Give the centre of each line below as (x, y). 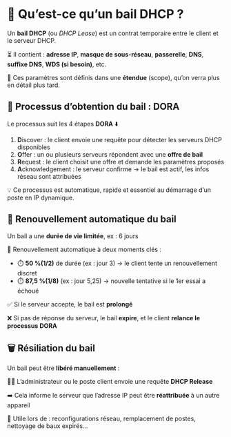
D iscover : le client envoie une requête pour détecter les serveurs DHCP (119, 139)
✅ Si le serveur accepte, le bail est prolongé (70, 304)
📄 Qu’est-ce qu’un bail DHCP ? (96, 14)
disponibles (33, 147)
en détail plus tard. (34, 85)
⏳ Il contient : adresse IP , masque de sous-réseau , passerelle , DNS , (106, 54)
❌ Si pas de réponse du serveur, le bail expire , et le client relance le (104, 318)
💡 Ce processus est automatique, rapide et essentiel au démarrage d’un (109, 190)
